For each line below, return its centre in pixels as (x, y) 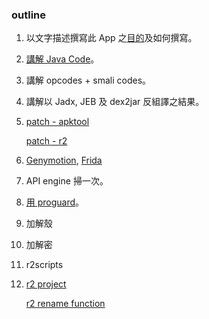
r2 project (46, 284)
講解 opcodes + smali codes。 (88, 80)
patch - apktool (57, 122)
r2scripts (44, 265)
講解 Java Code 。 (62, 59)
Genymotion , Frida (64, 160)
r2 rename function (65, 304)
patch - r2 (46, 141)
